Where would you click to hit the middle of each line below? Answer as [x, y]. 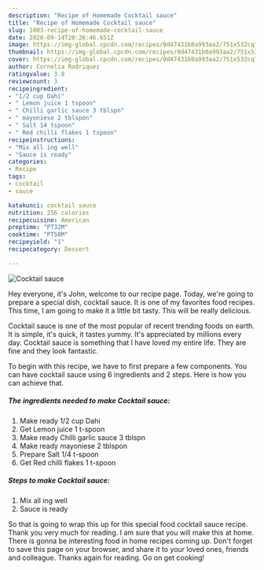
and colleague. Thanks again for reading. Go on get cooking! [106, 557]
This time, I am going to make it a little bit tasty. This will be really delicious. [130, 310]
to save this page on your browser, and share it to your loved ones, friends [128, 549]
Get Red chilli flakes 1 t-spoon [68, 462]
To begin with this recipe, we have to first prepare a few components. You [128, 366]
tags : [17, 177]
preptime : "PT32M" [38, 228]
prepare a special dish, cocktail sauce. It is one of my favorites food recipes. [132, 302]
